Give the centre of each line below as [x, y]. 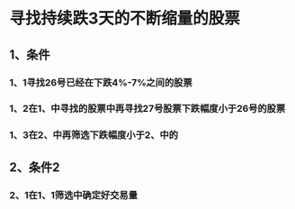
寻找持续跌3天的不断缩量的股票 [125, 18]
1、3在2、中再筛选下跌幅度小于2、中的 [94, 135]
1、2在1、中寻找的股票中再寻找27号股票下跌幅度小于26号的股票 [147, 109]
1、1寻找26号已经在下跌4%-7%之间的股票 [101, 82]
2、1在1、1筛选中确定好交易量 [73, 195]
